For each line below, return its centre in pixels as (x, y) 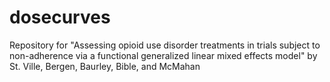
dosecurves (60, 17)
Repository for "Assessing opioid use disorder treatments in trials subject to (165, 45)
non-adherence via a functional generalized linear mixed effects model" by (163, 55)
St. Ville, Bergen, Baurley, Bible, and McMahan (105, 66)
